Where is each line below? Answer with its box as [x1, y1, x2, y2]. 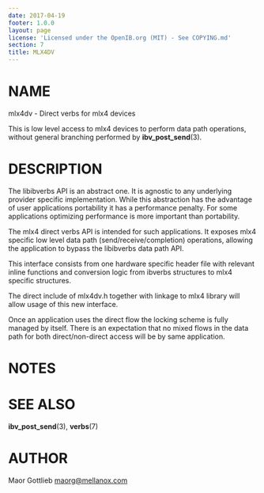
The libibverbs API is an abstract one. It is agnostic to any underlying [8, 186, 232, 195]
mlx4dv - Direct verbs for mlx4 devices [8, 108, 136, 118]
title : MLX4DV [8, 48, 55, 56]
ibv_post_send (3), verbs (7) [8, 422, 99, 431]
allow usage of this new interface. [8, 299, 119, 309]
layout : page [8, 26, 51, 34]
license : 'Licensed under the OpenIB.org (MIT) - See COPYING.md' [8, 33, 232, 42]
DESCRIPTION [8, 160, 103, 178]
